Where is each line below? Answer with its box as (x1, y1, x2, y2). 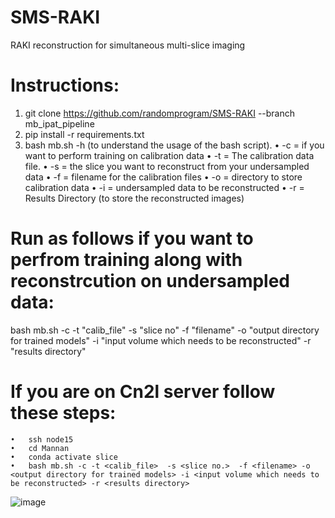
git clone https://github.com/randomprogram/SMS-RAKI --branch (24, 107, 296, 119)
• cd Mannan (10, 443, 70, 453)
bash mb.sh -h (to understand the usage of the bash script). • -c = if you (24, 139, 325, 151)
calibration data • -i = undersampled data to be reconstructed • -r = (24, 181, 305, 193)
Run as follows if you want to (10, 227, 254, 250)
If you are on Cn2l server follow (10, 381, 276, 403)
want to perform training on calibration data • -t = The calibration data (24, 149, 315, 161)
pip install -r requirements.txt (24, 128, 145, 140)
